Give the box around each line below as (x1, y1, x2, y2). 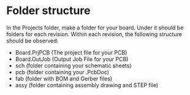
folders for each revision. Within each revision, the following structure (6, 30, 183, 37)
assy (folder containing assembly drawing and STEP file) (15, 81, 159, 89)
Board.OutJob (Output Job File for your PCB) (15, 55, 129, 63)
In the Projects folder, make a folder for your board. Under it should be (6, 24, 184, 31)
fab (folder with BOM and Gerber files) (15, 75, 113, 82)
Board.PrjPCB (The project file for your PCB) (15, 48, 127, 56)
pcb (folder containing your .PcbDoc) (15, 68, 109, 75)
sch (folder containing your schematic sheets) (15, 62, 132, 69)
